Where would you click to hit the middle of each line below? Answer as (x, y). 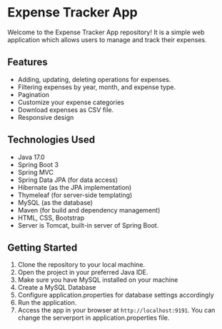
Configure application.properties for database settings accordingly (116, 295)
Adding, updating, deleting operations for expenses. (94, 79)
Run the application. (47, 303)
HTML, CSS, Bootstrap (51, 218)
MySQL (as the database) (55, 202)
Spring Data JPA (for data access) (68, 180)
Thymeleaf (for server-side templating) (75, 195)
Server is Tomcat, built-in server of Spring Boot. (88, 225)
